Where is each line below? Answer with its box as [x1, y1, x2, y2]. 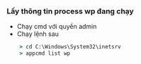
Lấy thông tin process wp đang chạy [6, 6, 134, 16]
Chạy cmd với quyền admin [16, 23, 97, 31]
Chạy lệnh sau [16, 30, 60, 38]
